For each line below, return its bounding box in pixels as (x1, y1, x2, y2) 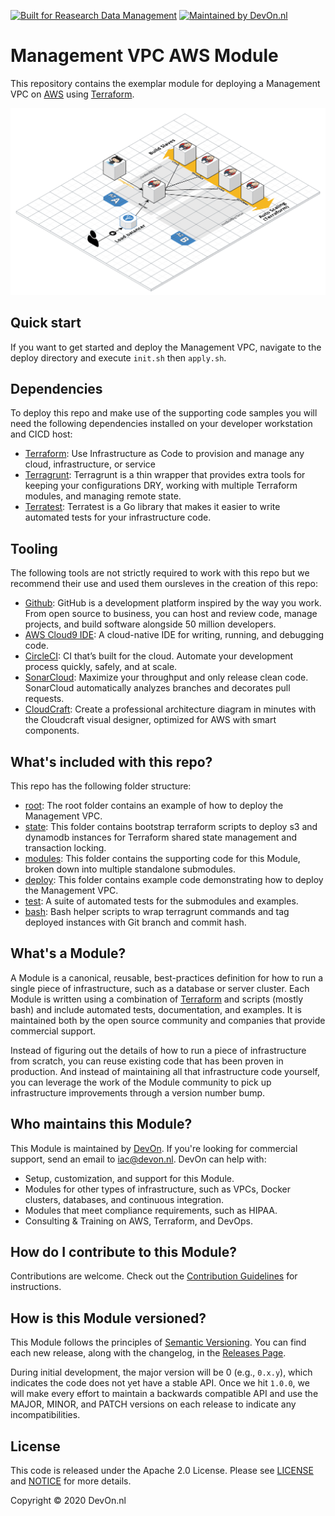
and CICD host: (10, 428, 73, 440)
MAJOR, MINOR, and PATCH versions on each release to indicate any (10, 1398, 297, 1410)
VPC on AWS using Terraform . (10, 88, 135, 100)
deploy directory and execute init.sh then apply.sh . (10, 351, 227, 364)
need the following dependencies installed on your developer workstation (10, 418, 313, 430)
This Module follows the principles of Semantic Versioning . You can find (10, 1336, 307, 1349)
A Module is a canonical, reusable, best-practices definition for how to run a (10, 971, 324, 984)
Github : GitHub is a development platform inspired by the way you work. (24, 597, 322, 609)
